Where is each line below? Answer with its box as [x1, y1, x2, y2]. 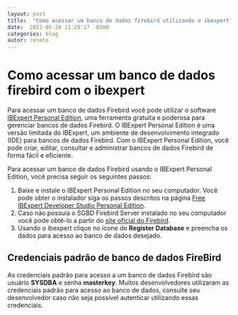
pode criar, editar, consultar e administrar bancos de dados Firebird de [7, 143, 214, 153]
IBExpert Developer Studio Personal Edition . [17, 201, 146, 210]
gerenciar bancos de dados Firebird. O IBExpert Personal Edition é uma [7, 121, 215, 130]
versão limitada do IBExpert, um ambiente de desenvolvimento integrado [7, 128, 220, 137]
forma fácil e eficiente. [7, 151, 73, 160]
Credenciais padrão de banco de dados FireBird [7, 252, 222, 264]
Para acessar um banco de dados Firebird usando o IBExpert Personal [7, 165, 212, 174]
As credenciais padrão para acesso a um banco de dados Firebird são [7, 270, 212, 279]
